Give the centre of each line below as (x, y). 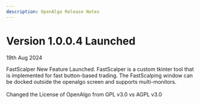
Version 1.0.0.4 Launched (71, 41)
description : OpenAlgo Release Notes (53, 12)
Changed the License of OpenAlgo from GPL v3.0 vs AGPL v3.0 (84, 94)
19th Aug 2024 (24, 58)
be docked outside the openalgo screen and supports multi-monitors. (91, 81)
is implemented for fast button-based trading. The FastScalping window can (100, 75)
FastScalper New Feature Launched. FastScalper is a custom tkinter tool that (100, 69)
